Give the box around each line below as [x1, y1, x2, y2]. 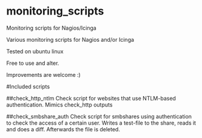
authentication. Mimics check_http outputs [6, 101, 113, 108]
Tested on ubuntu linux [6, 47, 64, 55]
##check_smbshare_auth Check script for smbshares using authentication [6, 113, 192, 120]
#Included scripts [6, 83, 50, 90]
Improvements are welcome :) [6, 71, 81, 78]
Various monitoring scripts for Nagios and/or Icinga [6, 36, 135, 43]
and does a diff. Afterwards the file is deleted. [6, 125, 120, 133]
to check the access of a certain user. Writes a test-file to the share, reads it [6, 119, 196, 126]
